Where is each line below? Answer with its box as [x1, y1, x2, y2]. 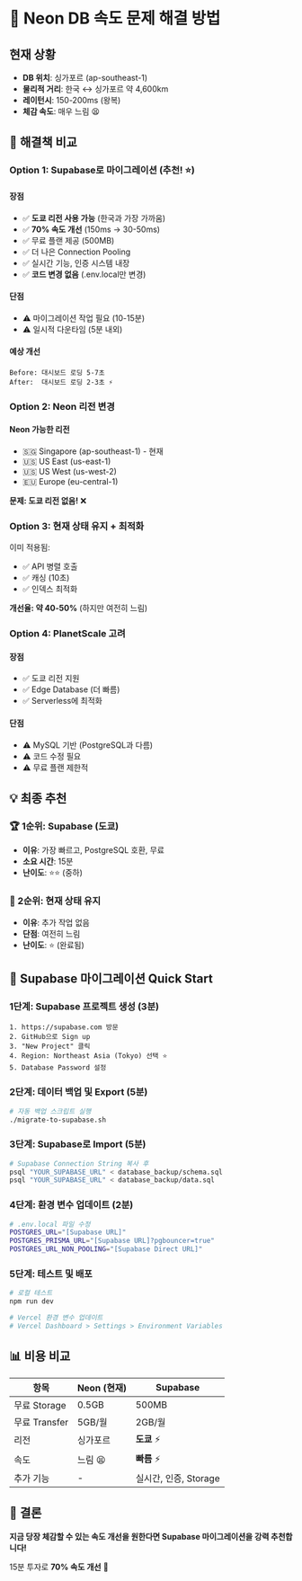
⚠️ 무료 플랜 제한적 [22, 761, 89, 773]
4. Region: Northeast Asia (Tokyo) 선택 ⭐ [9, 1052, 168, 1061]
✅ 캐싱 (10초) [22, 573, 70, 583]
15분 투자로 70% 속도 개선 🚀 [9, 1561, 110, 1572]
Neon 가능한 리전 [9, 424, 70, 435]
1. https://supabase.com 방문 [9, 1023, 119, 1032]
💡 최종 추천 [9, 791, 67, 806]
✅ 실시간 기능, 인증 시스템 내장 [22, 257, 130, 268]
